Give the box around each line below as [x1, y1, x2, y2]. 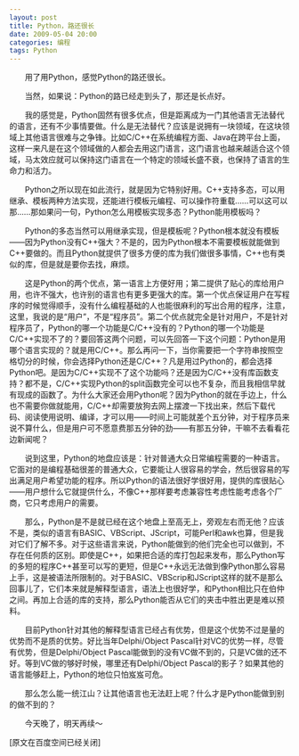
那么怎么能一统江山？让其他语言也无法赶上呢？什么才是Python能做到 [24, 688, 278, 699]
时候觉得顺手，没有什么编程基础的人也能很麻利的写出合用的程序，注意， [24, 300, 290, 311]
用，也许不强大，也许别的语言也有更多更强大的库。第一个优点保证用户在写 [9, 289, 282, 300]
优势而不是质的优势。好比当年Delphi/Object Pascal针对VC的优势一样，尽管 [9, 636, 285, 646]
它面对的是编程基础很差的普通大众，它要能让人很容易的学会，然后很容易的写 [9, 464, 290, 475]
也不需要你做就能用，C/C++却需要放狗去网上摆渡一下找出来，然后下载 [9, 400, 269, 411]
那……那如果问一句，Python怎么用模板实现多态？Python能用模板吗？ [9, 207, 263, 218]
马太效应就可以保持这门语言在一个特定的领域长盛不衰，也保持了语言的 [24, 154, 282, 165]
